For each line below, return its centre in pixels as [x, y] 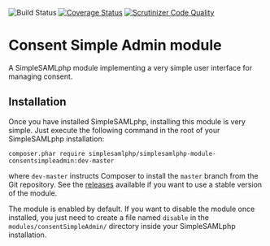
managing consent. [41, 76]
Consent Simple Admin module [115, 45]
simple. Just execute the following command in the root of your [114, 130]
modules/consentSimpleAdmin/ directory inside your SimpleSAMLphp [122, 226]
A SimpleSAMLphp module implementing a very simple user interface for [131, 67]
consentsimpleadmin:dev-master [61, 161]
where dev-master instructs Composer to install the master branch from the [133, 175]
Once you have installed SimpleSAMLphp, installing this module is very [127, 121]
